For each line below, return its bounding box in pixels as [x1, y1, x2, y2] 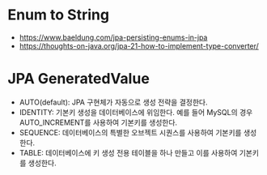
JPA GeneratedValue [7, 70, 150, 88]
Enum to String [7, 6, 110, 24]
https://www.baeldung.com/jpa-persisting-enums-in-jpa [19, 32, 208, 42]
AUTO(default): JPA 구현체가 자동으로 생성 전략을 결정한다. [19, 97, 208, 107]
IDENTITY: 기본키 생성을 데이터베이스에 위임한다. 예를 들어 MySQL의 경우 [19, 107, 253, 117]
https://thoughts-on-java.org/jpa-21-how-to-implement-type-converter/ [19, 41, 260, 50]
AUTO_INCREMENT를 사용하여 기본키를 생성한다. [19, 117, 178, 127]
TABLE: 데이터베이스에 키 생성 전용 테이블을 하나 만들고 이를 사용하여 [19, 147, 238, 157]
